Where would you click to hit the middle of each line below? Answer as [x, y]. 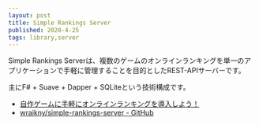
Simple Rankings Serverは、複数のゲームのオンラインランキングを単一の [126, 61]
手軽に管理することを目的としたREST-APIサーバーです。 [154, 71]
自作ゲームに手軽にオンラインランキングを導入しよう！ [109, 104]
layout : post [30, 15]
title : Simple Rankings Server [60, 23]
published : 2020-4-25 [44, 30]
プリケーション [32, 71]
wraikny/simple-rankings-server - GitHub [86, 113]
